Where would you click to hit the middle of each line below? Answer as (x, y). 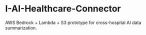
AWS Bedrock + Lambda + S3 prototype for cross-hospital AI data (73, 22)
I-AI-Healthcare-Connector (63, 9)
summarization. (21, 27)
